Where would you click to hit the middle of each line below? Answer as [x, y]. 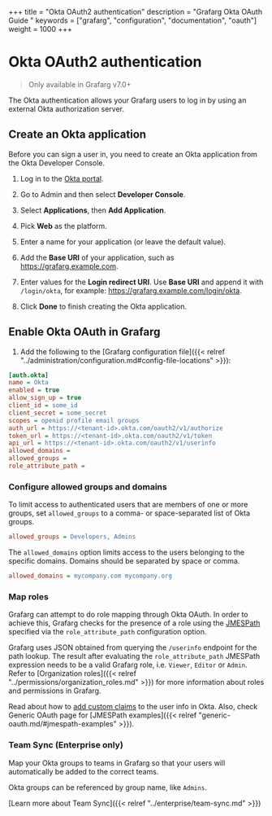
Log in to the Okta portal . [62, 178]
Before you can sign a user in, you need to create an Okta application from [133, 154]
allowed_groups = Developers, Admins [72, 537]
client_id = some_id [43, 406]
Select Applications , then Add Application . [93, 210]
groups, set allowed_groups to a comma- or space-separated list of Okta [129, 513]
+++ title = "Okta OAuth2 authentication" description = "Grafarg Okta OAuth [135, 12]
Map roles [28, 596]
